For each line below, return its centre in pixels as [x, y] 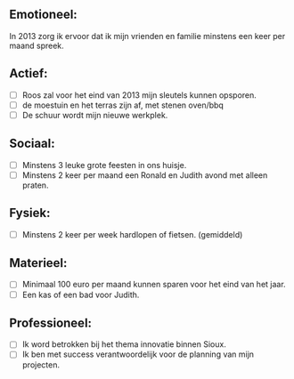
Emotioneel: [43, 15]
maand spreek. [37, 45]
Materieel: [38, 263]
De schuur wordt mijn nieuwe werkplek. [95, 115]
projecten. [41, 365]
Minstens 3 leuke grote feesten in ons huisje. [104, 165]
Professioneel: [50, 323]
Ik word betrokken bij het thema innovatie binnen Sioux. [124, 344]
